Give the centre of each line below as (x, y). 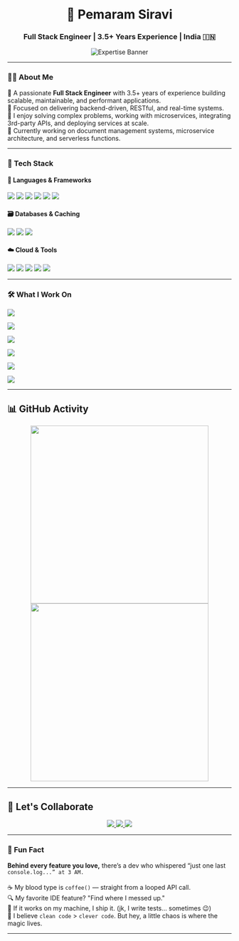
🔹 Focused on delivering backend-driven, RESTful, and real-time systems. (116, 108)
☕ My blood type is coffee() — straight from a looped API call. (99, 887)
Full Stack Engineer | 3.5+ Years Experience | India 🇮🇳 (119, 37)
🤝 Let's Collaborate (51, 807)
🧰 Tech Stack (31, 163)
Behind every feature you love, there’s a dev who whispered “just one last (117, 865)
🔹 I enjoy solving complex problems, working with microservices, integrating (119, 115)
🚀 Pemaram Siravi (119, 15)
